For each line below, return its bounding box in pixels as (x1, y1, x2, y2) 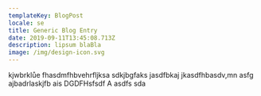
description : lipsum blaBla (8, 41, 102, 49)
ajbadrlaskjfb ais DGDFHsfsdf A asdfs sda (8, 79, 146, 88)
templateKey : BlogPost (8, 11, 84, 20)
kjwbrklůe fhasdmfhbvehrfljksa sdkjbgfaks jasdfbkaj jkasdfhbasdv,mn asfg (8, 71, 254, 79)
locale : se (8, 19, 45, 27)
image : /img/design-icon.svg (8, 48, 105, 56)
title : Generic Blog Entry (8, 26, 98, 34)
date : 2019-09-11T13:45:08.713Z (8, 33, 115, 42)
